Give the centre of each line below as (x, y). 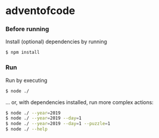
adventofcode (40, 11)
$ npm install (23, 53)
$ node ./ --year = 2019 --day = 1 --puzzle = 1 (58, 124)
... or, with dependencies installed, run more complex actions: (79, 102)
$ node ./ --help (27, 129)
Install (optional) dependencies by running (56, 42)
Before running (27, 29)
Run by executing (27, 80)
